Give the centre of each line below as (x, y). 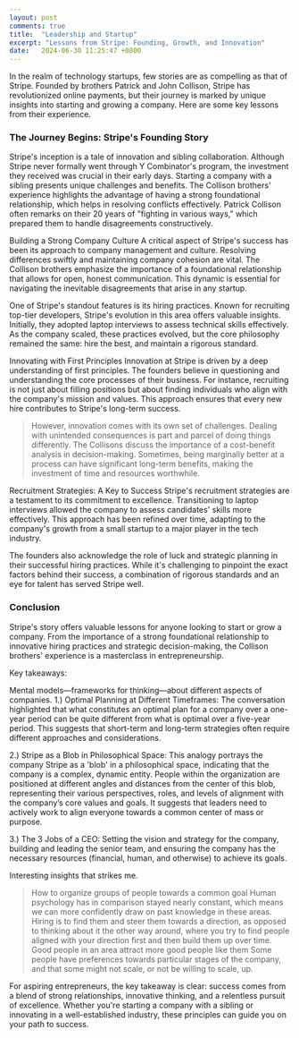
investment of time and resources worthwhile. (116, 473)
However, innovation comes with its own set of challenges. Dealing (154, 426)
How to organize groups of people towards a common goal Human (154, 892)
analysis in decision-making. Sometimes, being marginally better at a (158, 455)
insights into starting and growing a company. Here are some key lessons (144, 105)
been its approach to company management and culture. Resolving (133, 251)
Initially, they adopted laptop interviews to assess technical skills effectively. (149, 325)
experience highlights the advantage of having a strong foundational (135, 195)
